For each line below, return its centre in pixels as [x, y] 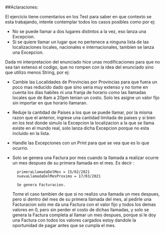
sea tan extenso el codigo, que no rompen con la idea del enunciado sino [80, 67]
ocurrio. [20, 148]
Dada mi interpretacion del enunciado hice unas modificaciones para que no [82, 62]
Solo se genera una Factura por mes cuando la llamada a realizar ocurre [85, 158]
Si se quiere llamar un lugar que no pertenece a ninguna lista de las [81, 42]
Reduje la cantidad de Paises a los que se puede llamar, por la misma [82, 112]
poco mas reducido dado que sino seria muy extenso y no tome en [80, 87]
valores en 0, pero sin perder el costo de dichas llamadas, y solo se [81, 210]
